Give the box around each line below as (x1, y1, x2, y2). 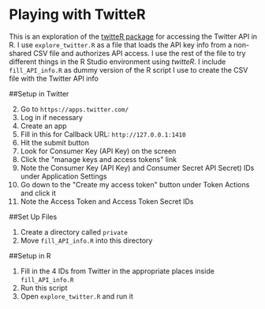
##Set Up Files (9, 212, 58, 221)
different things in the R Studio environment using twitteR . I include (9, 57, 226, 66)
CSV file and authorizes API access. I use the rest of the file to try (33, 48, 246, 58)
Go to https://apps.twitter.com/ (20, 104, 129, 114)
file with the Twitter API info (9, 73, 99, 83)
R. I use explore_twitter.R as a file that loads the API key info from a (9, 40, 232, 49)
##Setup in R (9, 251, 51, 260)
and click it (20, 188, 56, 198)
